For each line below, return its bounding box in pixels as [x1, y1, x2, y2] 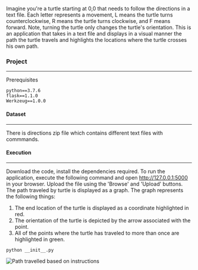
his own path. [6, 43, 39, 50]
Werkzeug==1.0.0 [6, 98, 46, 104]
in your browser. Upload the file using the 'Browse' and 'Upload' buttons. [6, 180, 183, 187]
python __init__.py [6, 247, 54, 253]
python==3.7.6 [6, 88, 41, 94]
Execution [6, 149, 31, 156]
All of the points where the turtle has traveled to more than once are [14, 229, 180, 236]
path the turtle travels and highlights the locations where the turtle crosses [6, 37, 187, 43]
